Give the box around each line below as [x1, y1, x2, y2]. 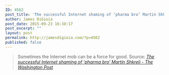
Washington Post [17, 64, 53, 70]
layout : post [5, 30, 33, 35]
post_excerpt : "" [5, 26, 42, 31]
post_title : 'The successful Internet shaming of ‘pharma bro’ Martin [5, 12, 156, 17]
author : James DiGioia [5, 16, 53, 21]
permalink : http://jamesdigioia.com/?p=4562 [5, 35, 100, 40]
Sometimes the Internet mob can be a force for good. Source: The [17, 53, 155, 59]
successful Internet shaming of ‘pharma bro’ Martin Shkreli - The [17, 58, 153, 65]
